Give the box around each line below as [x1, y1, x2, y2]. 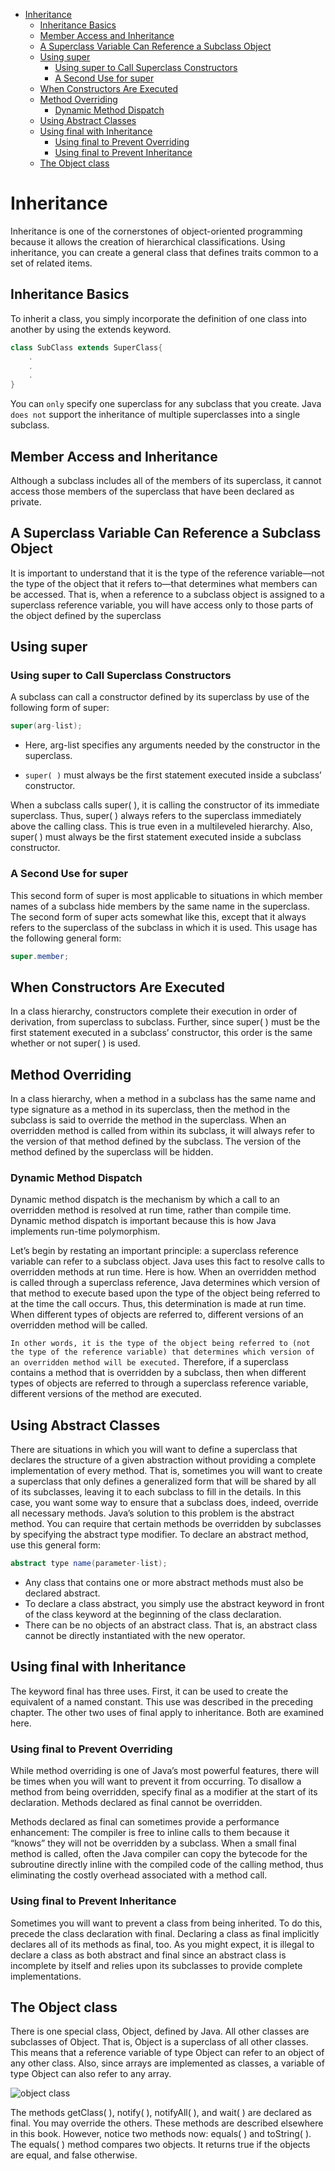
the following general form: [10, 932, 122, 944]
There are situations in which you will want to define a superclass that [10, 1444, 298, 1456]
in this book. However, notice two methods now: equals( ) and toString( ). [10, 2128, 312, 2140]
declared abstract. [24, 1587, 101, 1599]
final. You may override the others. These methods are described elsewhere [10, 2117, 324, 2129]
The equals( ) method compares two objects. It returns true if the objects [10, 2139, 311, 2151]
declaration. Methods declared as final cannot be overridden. [10, 1797, 263, 1809]
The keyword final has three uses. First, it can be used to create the [10, 1685, 289, 1697]
